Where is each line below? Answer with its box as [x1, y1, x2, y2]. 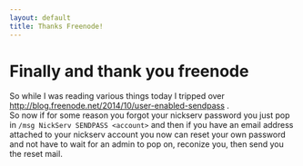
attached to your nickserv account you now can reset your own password [9, 129, 286, 141]
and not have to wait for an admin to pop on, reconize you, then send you [9, 139, 285, 150]
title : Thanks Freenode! [9, 22, 104, 31]
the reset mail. [9, 149, 64, 160]
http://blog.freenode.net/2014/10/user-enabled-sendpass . [9, 101, 230, 112]
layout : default [9, 13, 71, 23]
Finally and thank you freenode [9, 61, 249, 82]
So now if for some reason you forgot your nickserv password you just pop [9, 110, 290, 121]
